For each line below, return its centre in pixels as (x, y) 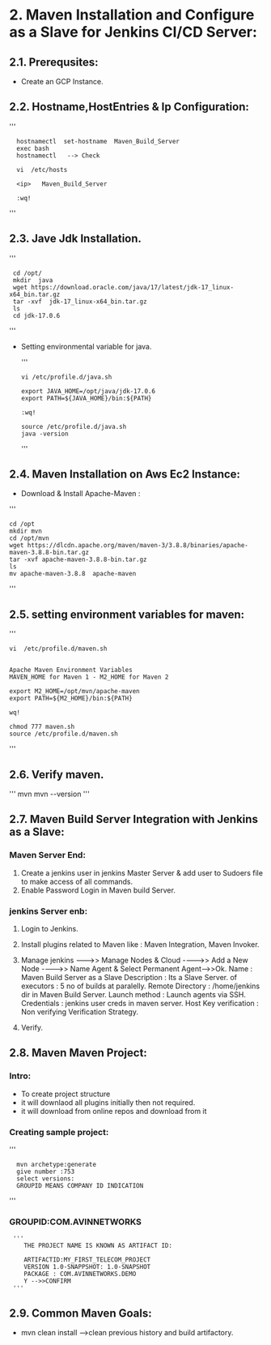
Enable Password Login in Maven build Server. (98, 890)
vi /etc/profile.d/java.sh (66, 377)
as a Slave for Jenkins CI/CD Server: (133, 32)
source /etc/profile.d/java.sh (74, 426)
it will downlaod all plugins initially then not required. (108, 1102)
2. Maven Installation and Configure (132, 15)
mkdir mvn (26, 531)
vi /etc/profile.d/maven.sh (58, 649)
